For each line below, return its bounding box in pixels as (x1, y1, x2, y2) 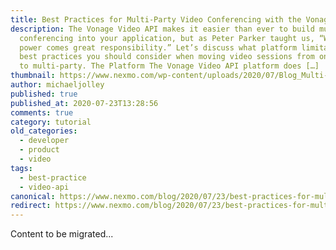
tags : (10, 163, 33, 173)
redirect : (10, 201, 52, 211)
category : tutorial (10, 117, 92, 127)
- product (19, 145, 60, 155)
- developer (19, 136, 70, 146)
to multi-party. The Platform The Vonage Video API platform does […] (19, 61, 320, 71)
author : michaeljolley (10, 80, 105, 90)
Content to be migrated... (10, 228, 114, 240)
